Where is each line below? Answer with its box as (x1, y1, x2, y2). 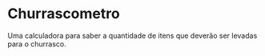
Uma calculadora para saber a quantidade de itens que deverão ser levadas (7, 31, 258, 40)
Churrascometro (7, 5, 121, 23)
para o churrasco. (7, 39, 66, 48)
